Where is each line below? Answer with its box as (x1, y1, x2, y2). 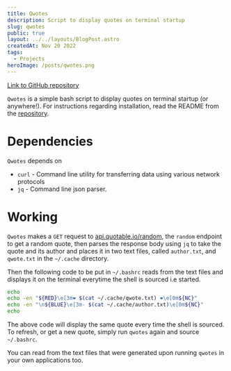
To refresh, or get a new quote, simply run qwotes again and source (7, 328, 200, 336)
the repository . (7, 109, 49, 117)
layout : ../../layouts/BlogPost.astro (7, 36, 120, 43)
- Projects (13, 56, 45, 63)
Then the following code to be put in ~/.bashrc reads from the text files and (7, 267, 223, 276)
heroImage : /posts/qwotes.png (7, 62, 95, 69)
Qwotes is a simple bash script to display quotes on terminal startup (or (7, 94, 209, 103)
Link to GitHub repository (7, 81, 79, 89)
